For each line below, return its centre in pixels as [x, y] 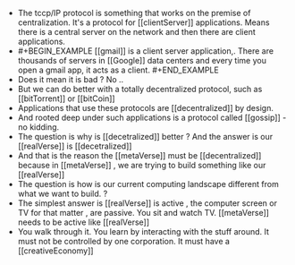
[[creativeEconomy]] [55, 251]
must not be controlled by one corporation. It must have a [124, 241]
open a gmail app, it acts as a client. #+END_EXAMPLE [118, 70]
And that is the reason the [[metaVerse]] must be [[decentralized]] [139, 155]
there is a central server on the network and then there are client [137, 32]
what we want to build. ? [63, 193]
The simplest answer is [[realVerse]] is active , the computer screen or [147, 203]
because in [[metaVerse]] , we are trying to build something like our [142, 165]
